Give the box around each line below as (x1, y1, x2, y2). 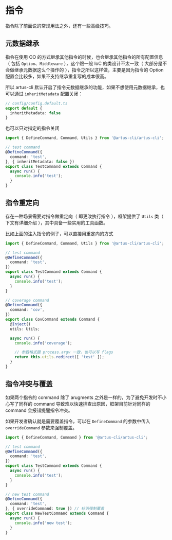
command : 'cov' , (10, 307, 45, 312)
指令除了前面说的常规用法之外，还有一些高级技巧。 (5, 23, 113, 29)
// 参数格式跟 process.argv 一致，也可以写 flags (14, 350, 113, 355)
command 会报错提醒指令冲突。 (5, 407, 73, 413)
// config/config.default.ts (5, 101, 68, 106)
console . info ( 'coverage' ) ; (14, 340, 72, 345)
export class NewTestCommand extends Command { (5, 511, 109, 516)
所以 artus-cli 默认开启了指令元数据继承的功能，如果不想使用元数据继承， (5, 84, 161, 90)
